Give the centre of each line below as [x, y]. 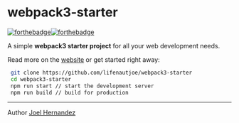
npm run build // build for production [70, 92]
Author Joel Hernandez [42, 113]
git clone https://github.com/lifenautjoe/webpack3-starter [101, 73]
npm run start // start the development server [82, 86]
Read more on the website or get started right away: [84, 59]
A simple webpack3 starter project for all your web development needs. [114, 46]
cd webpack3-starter [41, 79]
